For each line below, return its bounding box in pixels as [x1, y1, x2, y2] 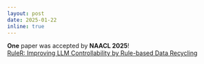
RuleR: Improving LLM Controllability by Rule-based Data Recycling [7, 49, 198, 57]
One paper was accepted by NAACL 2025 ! [7, 42, 130, 50]
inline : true [7, 23, 45, 30]
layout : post [7, 10, 45, 17]
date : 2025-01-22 [7, 17, 57, 23]
